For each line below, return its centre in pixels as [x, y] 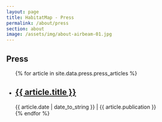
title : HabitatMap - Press [40, 18]
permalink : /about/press [37, 23]
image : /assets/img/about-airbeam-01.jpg [59, 34]
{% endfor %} [32, 113]
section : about [25, 29]
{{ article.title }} [46, 92]
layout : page [23, 12]
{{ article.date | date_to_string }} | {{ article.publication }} [86, 107]
